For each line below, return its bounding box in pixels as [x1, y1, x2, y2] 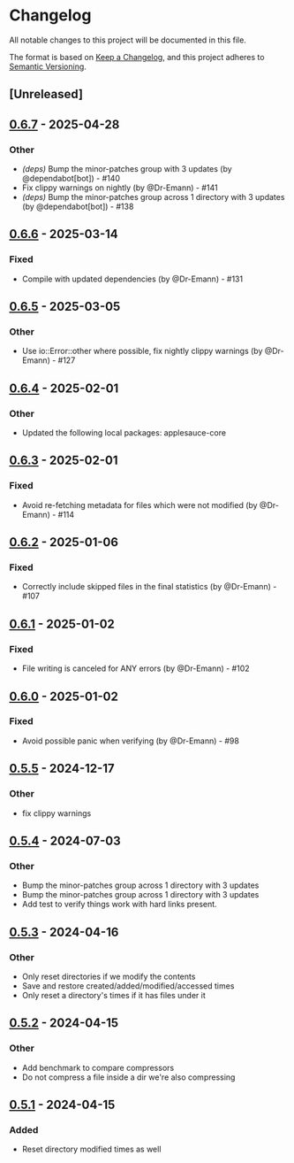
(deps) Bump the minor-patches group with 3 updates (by [21, 164, 232, 174]
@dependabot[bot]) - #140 [21, 173, 121, 184]
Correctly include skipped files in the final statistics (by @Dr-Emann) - [21, 581, 277, 592]
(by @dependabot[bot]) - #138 [21, 201, 134, 212]
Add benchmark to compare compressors [21, 1062, 175, 1073]
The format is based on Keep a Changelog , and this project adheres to [9, 51, 265, 62]
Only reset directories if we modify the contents [21, 971, 196, 982]
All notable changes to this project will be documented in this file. [9, 35, 247, 45]
